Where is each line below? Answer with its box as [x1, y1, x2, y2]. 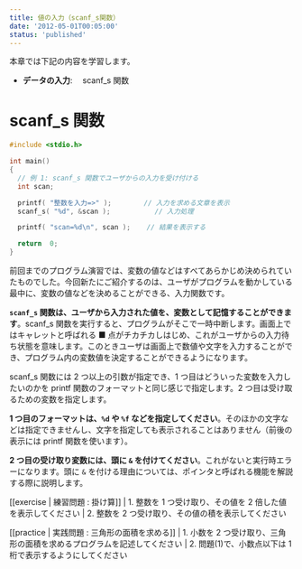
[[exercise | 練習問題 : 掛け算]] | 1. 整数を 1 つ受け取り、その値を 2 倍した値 [9, 497, 287, 508]
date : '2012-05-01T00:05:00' [9, 22, 119, 31]
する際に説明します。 [9, 478, 88, 489]
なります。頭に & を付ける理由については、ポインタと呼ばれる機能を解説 [24, 466, 293, 477]
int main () [9, 157, 50, 166]
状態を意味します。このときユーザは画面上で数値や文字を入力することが [16, 340, 286, 352]
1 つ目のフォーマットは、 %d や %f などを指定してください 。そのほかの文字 [9, 413, 281, 424]
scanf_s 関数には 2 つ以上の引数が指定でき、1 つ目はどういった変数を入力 [9, 371, 284, 382]
